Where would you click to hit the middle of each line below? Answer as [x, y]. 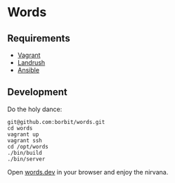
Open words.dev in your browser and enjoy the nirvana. [88, 172]
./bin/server [26, 159]
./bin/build [25, 153]
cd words [20, 128]
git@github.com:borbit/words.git [56, 122]
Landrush [31, 63]
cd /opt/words [28, 146]
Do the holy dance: [35, 109]
